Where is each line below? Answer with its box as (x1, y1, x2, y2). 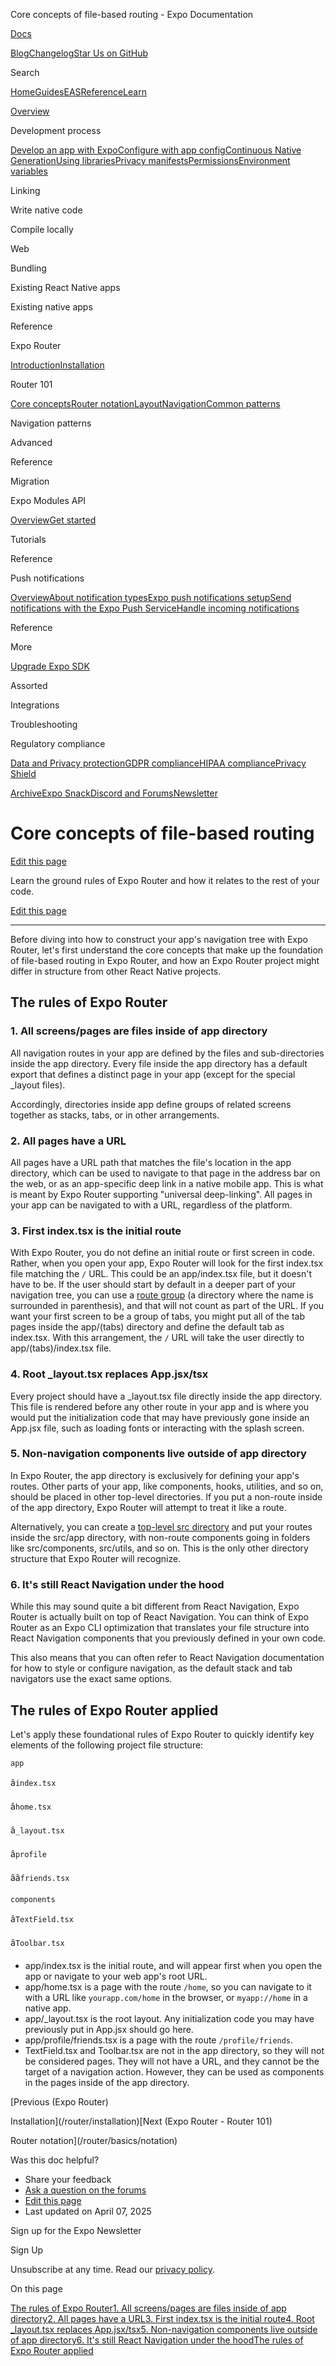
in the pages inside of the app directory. (24, 2076, 190, 2088)
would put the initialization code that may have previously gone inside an (10, 1411, 310, 1423)
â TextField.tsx (10, 1912, 74, 1924)
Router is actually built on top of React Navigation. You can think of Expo (10, 1611, 309, 1623)
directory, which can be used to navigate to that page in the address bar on (10, 1167, 321, 1179)
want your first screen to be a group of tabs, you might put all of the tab (10, 1310, 306, 1323)
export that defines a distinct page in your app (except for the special (10, 1068, 296, 1080)
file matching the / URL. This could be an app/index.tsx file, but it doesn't (10, 1268, 312, 1280)
